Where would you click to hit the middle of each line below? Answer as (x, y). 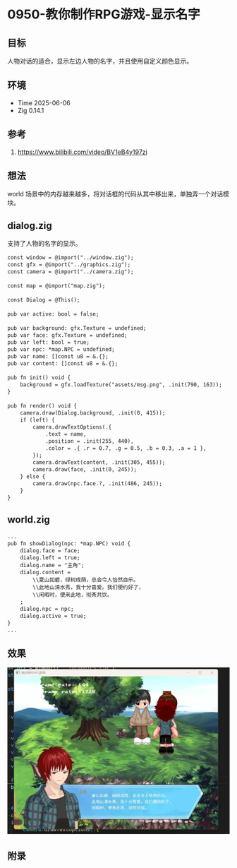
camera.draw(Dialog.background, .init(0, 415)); (93, 413)
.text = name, (66, 434)
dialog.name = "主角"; (52, 566)
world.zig (29, 519)
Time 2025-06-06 (44, 102)
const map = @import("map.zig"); (56, 286)
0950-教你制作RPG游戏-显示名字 (104, 14)
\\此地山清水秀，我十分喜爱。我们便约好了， (89, 588)
